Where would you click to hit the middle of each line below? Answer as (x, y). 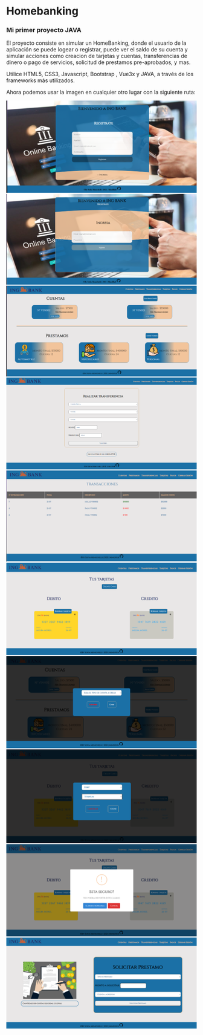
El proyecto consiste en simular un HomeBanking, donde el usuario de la (96, 43)
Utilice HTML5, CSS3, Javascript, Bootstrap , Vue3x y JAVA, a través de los (100, 74)
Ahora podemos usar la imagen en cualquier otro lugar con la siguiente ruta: (101, 92)
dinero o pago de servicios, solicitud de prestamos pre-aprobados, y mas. (98, 62)
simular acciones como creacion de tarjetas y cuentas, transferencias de (97, 56)
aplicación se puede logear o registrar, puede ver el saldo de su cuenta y (97, 50)
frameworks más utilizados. (41, 80)
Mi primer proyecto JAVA (44, 30)
